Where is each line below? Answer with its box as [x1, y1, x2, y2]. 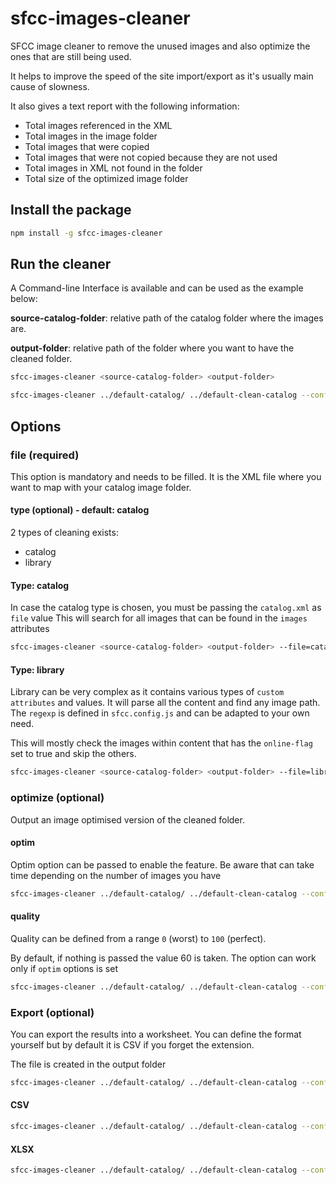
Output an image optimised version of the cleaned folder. [10, 813, 245, 826]
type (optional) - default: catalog [10, 504, 150, 516]
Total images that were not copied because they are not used [24, 151, 278, 163]
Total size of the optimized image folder [24, 172, 189, 184]
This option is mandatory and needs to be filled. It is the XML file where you [10, 470, 322, 482]
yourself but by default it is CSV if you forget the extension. [10, 1038, 255, 1051]
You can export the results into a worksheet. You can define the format [10, 1028, 302, 1040]
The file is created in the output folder [10, 1058, 167, 1070]
